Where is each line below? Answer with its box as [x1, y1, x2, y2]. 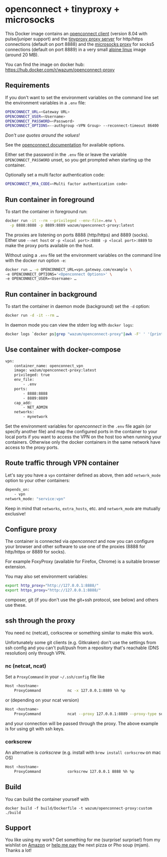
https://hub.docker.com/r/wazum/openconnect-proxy [5, 66, 115, 73]
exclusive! [5, 511, 26, 516]
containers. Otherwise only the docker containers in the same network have [5, 439, 161, 445]
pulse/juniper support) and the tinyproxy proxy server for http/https [5, 36, 143, 42]
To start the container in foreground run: [5, 208, 88, 214]
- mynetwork [23, 414, 48, 419]
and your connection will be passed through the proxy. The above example [5, 720, 159, 726]
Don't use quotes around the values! [5, 132, 80, 138]
